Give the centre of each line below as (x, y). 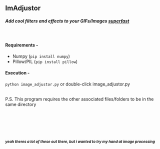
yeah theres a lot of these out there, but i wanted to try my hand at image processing (80, 142)
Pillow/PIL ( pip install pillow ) (45, 61)
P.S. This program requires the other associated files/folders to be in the (79, 99)
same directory (21, 104)
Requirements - (22, 45)
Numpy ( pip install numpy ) (41, 56)
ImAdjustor (23, 8)
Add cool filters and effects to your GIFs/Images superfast (67, 21)
